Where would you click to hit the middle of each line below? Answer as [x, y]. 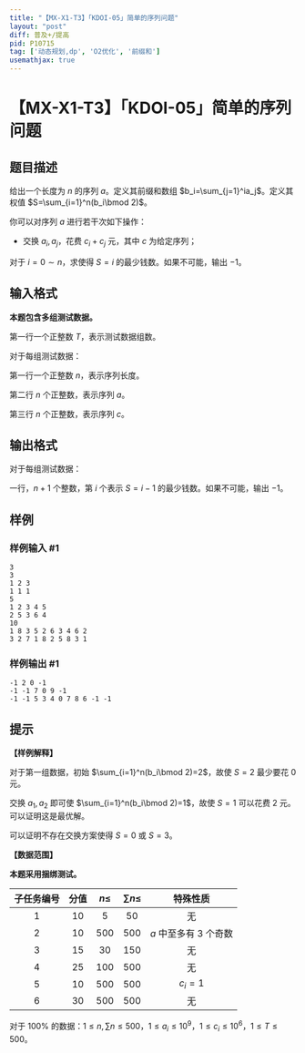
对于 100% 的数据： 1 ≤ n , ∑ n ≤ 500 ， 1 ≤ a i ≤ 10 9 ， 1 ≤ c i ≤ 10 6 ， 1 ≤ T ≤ [143, 1027]
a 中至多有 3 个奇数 [192, 934]
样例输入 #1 [34, 547]
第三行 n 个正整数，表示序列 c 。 [70, 414]
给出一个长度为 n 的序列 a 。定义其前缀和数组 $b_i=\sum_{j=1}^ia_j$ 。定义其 [152, 191]
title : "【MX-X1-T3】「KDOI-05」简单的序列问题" [94, 18]
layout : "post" [38, 26]
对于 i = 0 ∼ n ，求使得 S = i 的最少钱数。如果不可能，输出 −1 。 [128, 261]
